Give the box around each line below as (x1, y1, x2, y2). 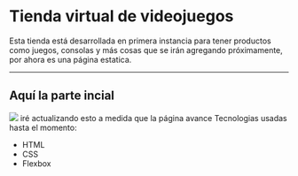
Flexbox (21, 157, 51, 169)
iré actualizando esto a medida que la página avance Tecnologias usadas (20, 112, 287, 123)
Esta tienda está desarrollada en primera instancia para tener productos (9, 35, 272, 46)
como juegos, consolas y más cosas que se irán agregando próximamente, (9, 44, 284, 55)
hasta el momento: (9, 122, 77, 133)
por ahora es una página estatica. (9, 54, 132, 65)
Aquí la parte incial (9, 88, 115, 103)
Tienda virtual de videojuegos (9, 6, 234, 27)
